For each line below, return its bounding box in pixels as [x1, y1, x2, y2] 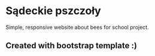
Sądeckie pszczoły [5, 4, 101, 18]
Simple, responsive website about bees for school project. [5, 24, 149, 31]
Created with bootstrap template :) [5, 41, 137, 51]
